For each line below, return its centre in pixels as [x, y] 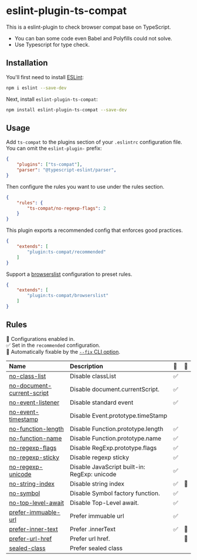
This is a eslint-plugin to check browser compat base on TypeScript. [89, 27]
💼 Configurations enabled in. [40, 339]
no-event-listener [34, 402]
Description [87, 366]
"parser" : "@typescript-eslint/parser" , [67, 170]
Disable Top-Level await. [104, 503]
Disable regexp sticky [100, 457]
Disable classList [93, 376]
